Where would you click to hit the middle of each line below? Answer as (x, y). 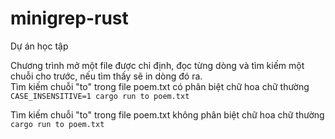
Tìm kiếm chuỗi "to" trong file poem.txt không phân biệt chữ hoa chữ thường (167, 114)
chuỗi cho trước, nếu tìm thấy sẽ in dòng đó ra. (106, 76)
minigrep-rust (69, 18)
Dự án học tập (39, 46)
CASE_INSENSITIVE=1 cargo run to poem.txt (100, 96)
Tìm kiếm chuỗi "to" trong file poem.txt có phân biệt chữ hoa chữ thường (160, 86)
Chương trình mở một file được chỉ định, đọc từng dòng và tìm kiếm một (157, 65)
